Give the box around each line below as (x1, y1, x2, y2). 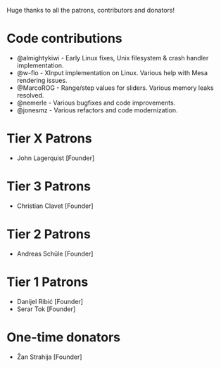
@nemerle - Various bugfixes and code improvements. (16, 98, 176, 107)
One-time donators (6, 329, 121, 345)
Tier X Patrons (6, 131, 92, 147)
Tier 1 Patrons (6, 274, 89, 290)
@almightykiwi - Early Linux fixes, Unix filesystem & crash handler (16, 53, 209, 62)
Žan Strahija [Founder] (16, 353, 82, 361)
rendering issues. (16, 76, 68, 84)
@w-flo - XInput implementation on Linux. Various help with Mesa (16, 68, 208, 77)
